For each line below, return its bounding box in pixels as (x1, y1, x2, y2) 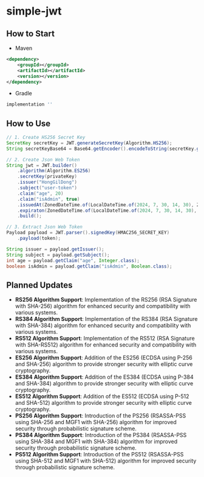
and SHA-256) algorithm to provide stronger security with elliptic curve (15, 360, 193, 368)
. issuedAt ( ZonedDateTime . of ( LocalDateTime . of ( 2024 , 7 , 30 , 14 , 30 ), (17, 201, 194, 208)
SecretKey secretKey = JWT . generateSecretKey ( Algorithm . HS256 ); (6, 140, 172, 146)
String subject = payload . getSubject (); (6, 252, 110, 258)
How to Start (6, 29, 55, 39)
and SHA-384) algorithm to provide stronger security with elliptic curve (15, 380, 194, 387)
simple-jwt (6, 4, 62, 18)
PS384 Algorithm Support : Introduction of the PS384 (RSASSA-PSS (15, 431, 187, 439)
